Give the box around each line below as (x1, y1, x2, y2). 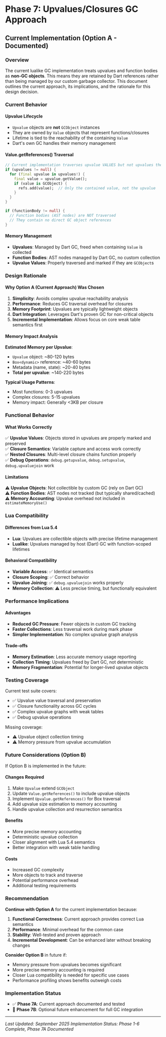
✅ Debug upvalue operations (12, 714, 72, 720)
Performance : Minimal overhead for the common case (12, 926, 124, 932)
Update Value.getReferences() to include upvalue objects (12, 790, 130, 796)
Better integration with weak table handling (12, 845, 100, 851)
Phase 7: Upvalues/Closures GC (5, 3, 138, 15)
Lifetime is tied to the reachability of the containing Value (12, 135, 128, 141)
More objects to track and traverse (12, 872, 83, 878)
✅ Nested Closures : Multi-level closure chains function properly (5, 451, 136, 457)
